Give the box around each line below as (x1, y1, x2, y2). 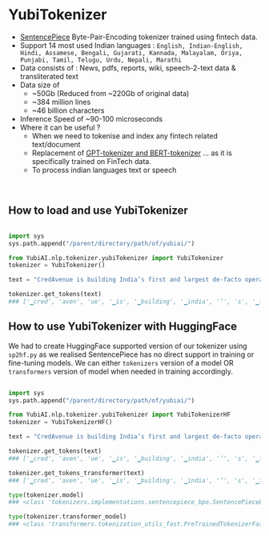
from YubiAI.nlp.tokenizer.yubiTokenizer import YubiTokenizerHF (8, 410, 231, 419)
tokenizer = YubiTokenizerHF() (8, 418, 113, 426)
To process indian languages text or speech (31, 165, 177, 174)
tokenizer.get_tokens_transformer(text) (8, 469, 146, 477)
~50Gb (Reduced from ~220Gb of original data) (31, 88, 190, 98)
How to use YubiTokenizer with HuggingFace (8, 320, 238, 334)
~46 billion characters (31, 106, 105, 115)
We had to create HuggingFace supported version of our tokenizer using (8, 341, 247, 350)
